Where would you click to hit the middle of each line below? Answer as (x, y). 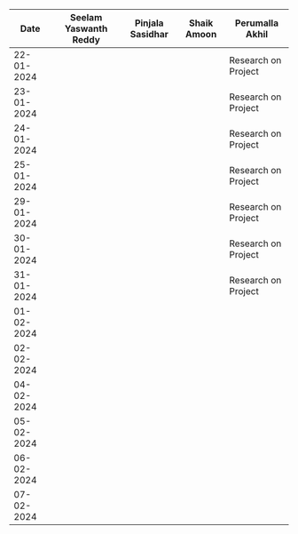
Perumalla (257, 23)
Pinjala (149, 23)
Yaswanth (86, 28)
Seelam (86, 17)
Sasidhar (149, 34)
